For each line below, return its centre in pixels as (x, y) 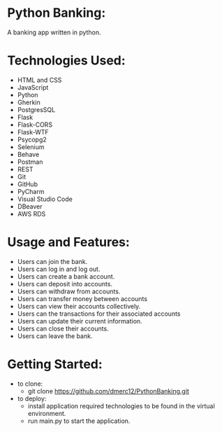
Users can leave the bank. (55, 336)
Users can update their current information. (80, 321)
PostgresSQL (36, 109)
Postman (30, 162)
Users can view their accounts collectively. (79, 306)
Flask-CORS (35, 125)
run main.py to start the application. (79, 421)
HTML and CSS (39, 80)
